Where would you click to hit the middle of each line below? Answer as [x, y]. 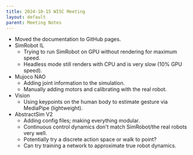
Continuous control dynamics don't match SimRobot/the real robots [105, 127]
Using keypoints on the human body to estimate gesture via [96, 102]
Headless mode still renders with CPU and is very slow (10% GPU [103, 64]
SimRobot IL [29, 45]
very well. [35, 133]
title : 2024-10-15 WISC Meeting [46, 11]
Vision [22, 95]
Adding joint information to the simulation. [74, 83]
